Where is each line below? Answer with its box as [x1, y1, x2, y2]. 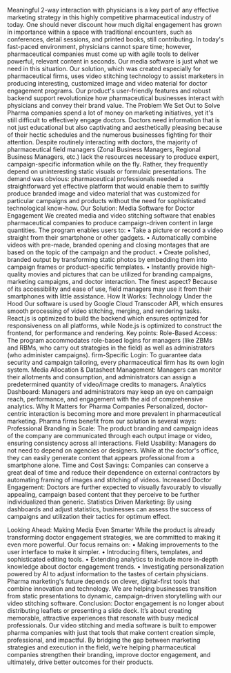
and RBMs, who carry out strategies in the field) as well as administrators [7, 343, 215, 352]
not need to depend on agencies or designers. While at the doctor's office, [7, 446, 219, 455]
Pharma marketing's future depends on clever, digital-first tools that [7, 577, 200, 585]
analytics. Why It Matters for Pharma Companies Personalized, [7, 402, 185, 410]
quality [7, 270, 27, 278]
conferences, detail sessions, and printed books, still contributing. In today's [7, 35, 224, 44]
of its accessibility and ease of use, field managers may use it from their [7, 285, 212, 293]
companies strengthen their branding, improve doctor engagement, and [7, 651, 211, 658]
